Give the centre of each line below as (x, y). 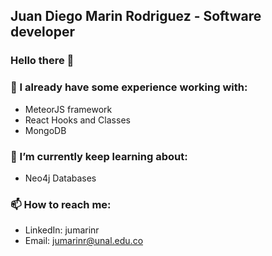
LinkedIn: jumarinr (62, 230)
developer (42, 32)
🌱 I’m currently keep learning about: (99, 156)
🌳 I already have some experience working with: (129, 87)
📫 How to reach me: (61, 204)
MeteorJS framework (68, 109)
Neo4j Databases (60, 178)
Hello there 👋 (42, 61)
